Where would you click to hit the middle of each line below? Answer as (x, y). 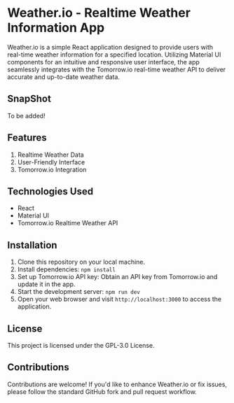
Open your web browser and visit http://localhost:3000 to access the (119, 299)
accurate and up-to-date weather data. (64, 77)
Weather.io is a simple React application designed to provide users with (110, 47)
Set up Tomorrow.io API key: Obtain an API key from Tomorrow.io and (117, 277)
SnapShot (29, 99)
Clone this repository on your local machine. (81, 262)
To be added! (26, 115)
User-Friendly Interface (51, 162)
